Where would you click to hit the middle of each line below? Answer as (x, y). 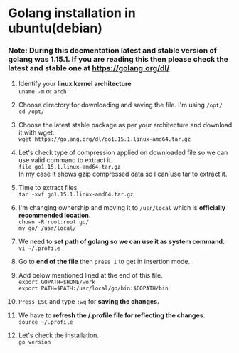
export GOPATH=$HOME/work (57, 283)
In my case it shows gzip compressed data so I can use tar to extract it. (123, 174)
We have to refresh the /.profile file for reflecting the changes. (112, 315)
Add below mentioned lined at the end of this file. (90, 275)
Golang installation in (72, 13)
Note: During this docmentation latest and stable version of (113, 51)
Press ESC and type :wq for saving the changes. (89, 302)
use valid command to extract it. (65, 160)
